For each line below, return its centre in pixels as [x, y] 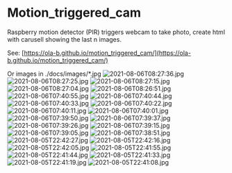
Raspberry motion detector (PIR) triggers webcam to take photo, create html [116, 32]
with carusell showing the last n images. [64, 39]
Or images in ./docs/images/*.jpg [54, 74]
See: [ [16, 53]
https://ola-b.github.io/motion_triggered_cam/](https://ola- [107, 53]
